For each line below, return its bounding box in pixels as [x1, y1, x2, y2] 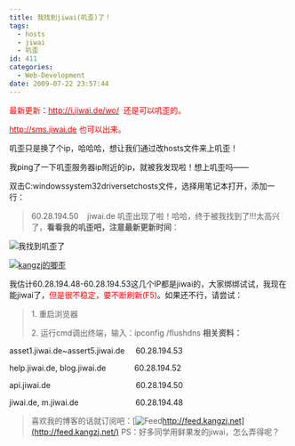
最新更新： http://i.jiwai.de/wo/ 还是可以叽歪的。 [9, 104, 187, 116]
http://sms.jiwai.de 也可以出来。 [9, 124, 126, 134]
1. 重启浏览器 [30, 308, 78, 319]
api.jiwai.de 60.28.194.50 [9, 379, 184, 390]
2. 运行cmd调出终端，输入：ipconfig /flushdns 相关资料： [30, 327, 243, 338]
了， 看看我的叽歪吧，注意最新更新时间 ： [30, 222, 179, 232]
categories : [9, 63, 53, 72]
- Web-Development [17, 71, 86, 80]
